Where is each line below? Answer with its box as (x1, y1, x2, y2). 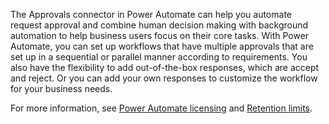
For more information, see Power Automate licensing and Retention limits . (10, 102, 313, 114)
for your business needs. (10, 83, 113, 94)
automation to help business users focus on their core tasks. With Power (10, 30, 310, 41)
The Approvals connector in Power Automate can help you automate (10, 9, 292, 20)
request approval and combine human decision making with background (10, 19, 309, 31)
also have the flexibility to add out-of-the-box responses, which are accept (10, 62, 320, 73)
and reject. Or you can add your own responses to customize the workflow (10, 72, 318, 84)
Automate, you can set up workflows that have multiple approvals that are (10, 40, 314, 52)
